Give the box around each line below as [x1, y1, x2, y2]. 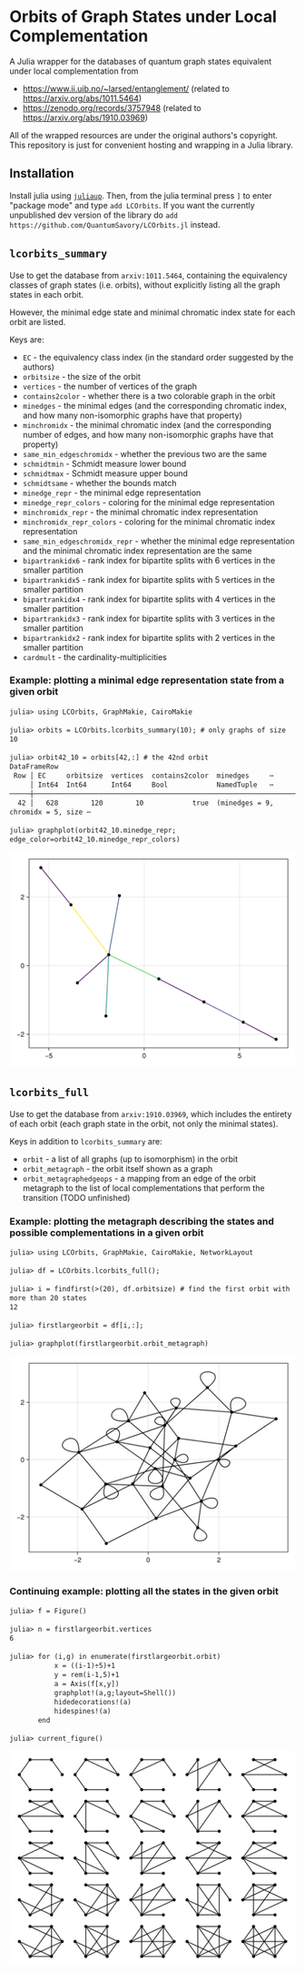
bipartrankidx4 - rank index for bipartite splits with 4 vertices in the [22, 594, 276, 605]
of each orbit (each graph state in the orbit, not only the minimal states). [9, 1118, 279, 1129]
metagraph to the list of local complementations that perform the [22, 1182, 265, 1194]
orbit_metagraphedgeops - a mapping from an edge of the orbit [22, 1173, 257, 1184]
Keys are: [9, 334, 45, 345]
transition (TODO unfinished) [22, 1192, 131, 1203]
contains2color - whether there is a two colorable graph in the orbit [22, 390, 276, 402]
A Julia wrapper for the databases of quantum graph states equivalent [9, 56, 272, 66]
